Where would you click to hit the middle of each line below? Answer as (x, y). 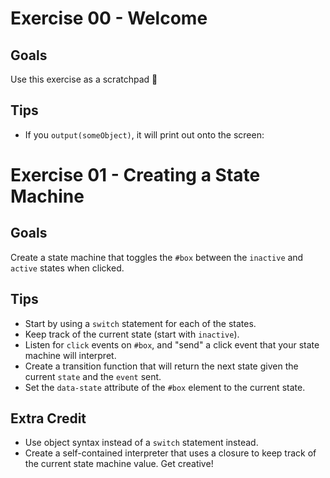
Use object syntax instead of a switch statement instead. (141, 443)
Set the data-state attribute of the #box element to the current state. (165, 387)
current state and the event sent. (93, 376)
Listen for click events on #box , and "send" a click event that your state (172, 344)
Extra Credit (48, 418)
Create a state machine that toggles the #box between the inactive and (157, 257)
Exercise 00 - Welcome (109, 18)
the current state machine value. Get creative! (119, 464)
